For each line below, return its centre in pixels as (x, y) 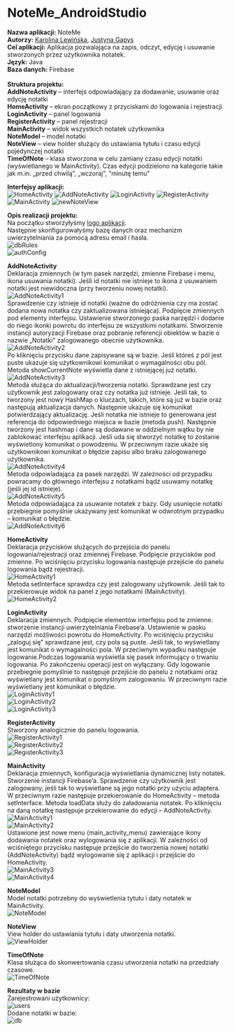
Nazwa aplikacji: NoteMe (44, 32)
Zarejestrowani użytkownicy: (49, 998)
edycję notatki (28, 99)
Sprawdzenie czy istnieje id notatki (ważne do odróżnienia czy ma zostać (113, 303)
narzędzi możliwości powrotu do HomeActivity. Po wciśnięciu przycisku (110, 635)
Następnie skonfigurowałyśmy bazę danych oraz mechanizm (95, 230)
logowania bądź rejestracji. (46, 569)
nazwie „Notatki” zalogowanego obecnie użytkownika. (86, 340)
